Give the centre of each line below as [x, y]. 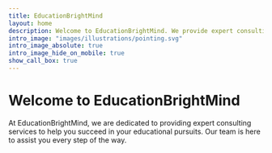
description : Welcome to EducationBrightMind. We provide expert [121, 31]
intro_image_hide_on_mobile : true [67, 53]
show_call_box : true [43, 61]
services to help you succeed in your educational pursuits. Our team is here [134, 131]
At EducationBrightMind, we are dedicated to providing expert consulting [130, 122]
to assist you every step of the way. [68, 140]
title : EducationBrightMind [56, 16]
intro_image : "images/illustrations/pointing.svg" [96, 38]
